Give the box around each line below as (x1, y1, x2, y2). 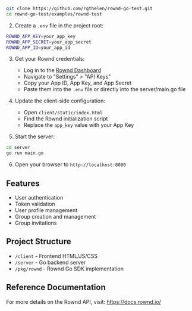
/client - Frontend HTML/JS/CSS (14, 252, 98, 259)
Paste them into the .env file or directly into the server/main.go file (23, 86, 186, 93)
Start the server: (14, 133, 55, 140)
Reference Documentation (6, 282, 106, 293)
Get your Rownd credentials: (14, 55, 85, 63)
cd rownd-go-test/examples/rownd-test (6, 11, 102, 17)
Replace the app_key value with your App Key (23, 122, 134, 129)
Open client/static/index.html (23, 109, 103, 116)
